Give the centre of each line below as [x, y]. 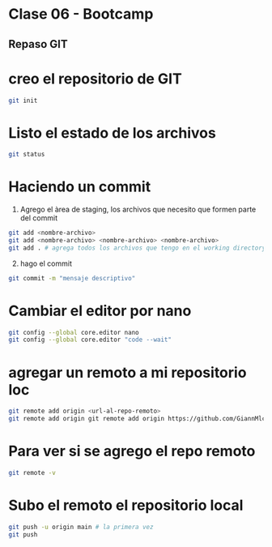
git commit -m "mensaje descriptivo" [72, 278]
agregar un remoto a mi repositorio [127, 372]
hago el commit [46, 263]
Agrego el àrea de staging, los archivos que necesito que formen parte [138, 209]
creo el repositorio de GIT [95, 79]
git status [27, 155]
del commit [39, 218]
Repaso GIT [38, 44]
